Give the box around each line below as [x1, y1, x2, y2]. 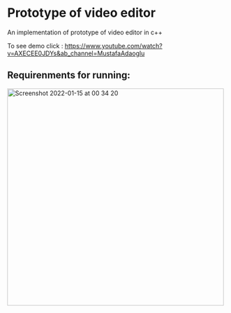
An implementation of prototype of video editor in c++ [7, 28, 163, 36]
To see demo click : [7, 41, 64, 50]
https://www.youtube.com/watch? [64, 41, 163, 50]
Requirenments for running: [7, 69, 131, 81]
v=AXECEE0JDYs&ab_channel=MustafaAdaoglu [7, 49, 145, 57]
